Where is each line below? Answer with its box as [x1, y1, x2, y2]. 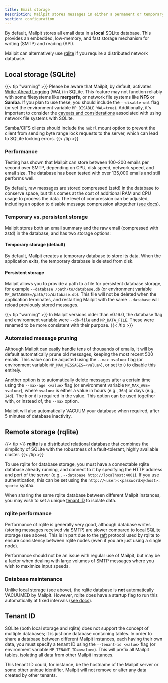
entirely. [5, 367, 22, 373]
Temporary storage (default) [5, 242, 66, 248]
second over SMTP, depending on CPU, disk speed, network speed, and [5, 165, 154, 171]
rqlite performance [5, 510, 52, 517]
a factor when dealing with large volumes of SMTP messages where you [5, 558, 154, 564]
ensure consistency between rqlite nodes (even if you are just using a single [5, 537, 162, 543]
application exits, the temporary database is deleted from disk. [5, 258, 134, 264]
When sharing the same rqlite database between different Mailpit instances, [5, 492, 161, 498]
